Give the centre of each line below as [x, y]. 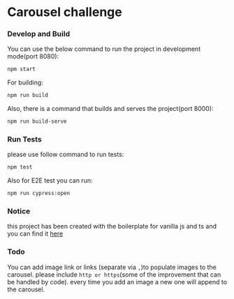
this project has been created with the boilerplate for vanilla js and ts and [112, 227]
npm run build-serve [37, 122]
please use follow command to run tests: [66, 155]
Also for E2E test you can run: [50, 181]
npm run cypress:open [39, 193]
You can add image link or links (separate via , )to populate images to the [112, 267]
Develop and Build [39, 34]
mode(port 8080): [33, 56]
